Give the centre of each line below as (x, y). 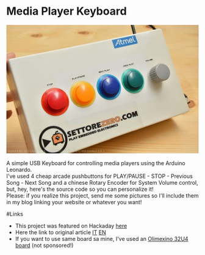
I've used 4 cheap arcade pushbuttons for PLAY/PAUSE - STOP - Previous (100, 176)
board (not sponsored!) (44, 245)
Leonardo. (19, 169)
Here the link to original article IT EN (61, 232)
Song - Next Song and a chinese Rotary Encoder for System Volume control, (102, 182)
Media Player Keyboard (67, 11)
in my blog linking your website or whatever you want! (74, 202)
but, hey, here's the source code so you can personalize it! (80, 189)
